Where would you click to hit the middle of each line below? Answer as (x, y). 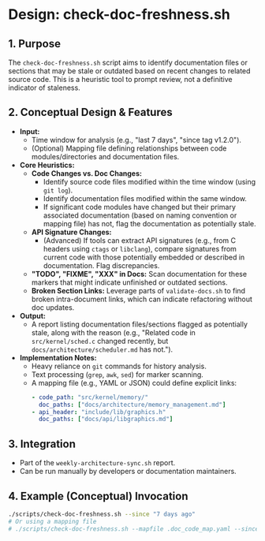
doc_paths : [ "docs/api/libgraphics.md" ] (106, 420)
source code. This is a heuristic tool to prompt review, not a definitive (120, 79)
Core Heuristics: (47, 165)
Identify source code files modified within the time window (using (149, 181)
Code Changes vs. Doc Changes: (86, 173)
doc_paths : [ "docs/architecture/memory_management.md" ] (132, 405)
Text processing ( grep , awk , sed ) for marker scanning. (117, 374)
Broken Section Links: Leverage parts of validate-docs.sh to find (138, 290)
